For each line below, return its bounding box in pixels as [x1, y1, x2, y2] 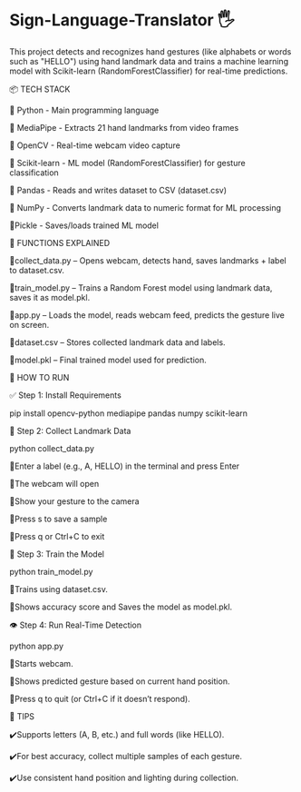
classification [9, 167, 59, 178]
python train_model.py [9, 566, 93, 577]
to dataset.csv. [9, 264, 65, 275]
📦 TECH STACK [9, 84, 71, 94]
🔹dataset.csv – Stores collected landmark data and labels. [9, 336, 226, 348]
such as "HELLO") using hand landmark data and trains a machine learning [9, 55, 288, 66]
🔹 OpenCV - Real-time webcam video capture [9, 140, 181, 151]
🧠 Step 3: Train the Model [9, 549, 104, 559]
